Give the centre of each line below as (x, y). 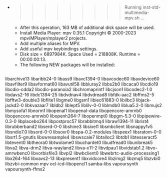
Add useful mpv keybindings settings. (59, 49)
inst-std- (151, 7)
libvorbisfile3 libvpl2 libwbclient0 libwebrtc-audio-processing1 (95, 153)
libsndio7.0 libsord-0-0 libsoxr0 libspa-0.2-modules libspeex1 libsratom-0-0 (83, 132)
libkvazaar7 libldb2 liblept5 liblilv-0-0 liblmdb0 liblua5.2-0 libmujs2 (93, 105)
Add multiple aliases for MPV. (50, 43)
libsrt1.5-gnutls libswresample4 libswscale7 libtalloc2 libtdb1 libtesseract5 (81, 137)
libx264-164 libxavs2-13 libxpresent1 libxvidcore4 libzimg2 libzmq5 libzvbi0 (83, 158)
